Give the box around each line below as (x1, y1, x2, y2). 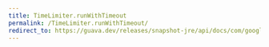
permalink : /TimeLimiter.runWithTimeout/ (8, 19, 149, 27)
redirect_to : (8, 26, 52, 34)
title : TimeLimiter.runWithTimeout (8, 11, 127, 20)
